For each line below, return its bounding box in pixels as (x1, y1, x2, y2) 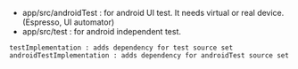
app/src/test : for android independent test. (21, 27, 181, 36)
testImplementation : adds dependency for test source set (9, 43, 234, 52)
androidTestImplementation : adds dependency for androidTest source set (9, 51, 290, 60)
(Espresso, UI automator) (21, 17, 115, 27)
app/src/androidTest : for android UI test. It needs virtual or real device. (21, 8, 285, 18)
